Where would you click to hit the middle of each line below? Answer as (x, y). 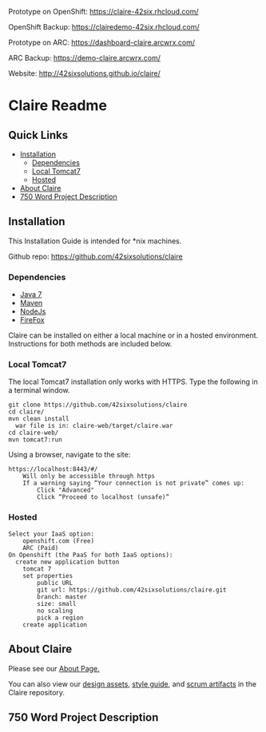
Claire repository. (37, 692)
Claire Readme (58, 106)
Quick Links (38, 135)
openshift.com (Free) (58, 541)
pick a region (60, 618)
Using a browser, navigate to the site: (69, 455)
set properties (48, 576)
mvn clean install (39, 419)
